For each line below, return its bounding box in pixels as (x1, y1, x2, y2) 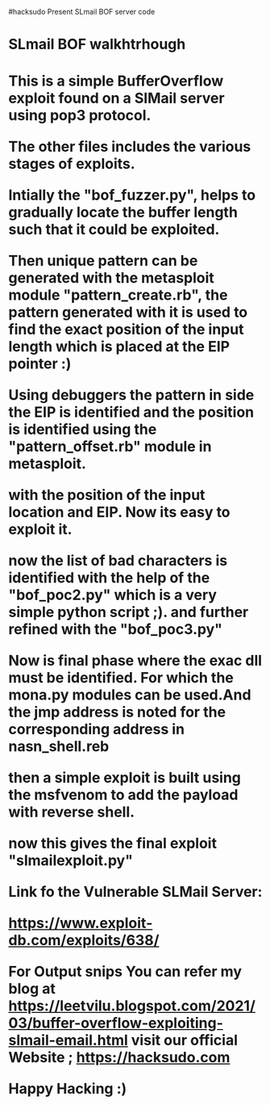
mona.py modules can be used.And (8, 686, 251, 704)
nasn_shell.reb (8, 737, 110, 756)
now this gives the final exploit (8, 834, 218, 853)
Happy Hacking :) (8, 1080, 127, 1098)
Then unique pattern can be (8, 252, 198, 270)
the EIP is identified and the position (8, 403, 255, 422)
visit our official (131, 1031, 239, 1049)
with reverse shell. (8, 803, 135, 821)
